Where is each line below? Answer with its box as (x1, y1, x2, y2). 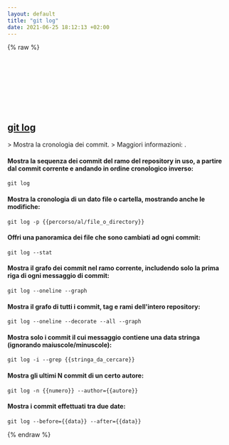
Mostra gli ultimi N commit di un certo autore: (7, 371, 144, 380)
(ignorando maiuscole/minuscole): (7, 341, 112, 349)
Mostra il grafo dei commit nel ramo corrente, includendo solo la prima (7, 264, 219, 272)
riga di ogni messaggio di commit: (7, 272, 110, 280)
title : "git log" (7, 17, 59, 24)
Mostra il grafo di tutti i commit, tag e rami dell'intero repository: (7, 302, 201, 311)
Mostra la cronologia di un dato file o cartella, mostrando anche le (7, 195, 206, 203)
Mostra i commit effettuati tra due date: (7, 402, 126, 411)
